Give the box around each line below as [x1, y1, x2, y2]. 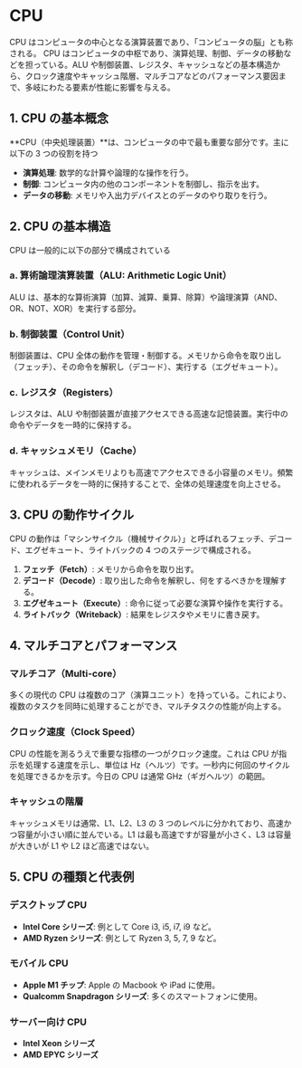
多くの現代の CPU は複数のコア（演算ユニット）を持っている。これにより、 [9, 690, 291, 701]
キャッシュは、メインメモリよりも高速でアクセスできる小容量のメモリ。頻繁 [9, 467, 294, 478]
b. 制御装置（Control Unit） [9, 328, 130, 340]
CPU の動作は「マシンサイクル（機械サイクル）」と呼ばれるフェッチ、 [9, 533, 269, 544]
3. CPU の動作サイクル [9, 508, 134, 523]
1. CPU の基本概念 [9, 110, 109, 127]
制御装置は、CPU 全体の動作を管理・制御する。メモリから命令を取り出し [9, 350, 282, 361]
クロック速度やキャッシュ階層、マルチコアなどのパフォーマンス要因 [24, 70, 278, 81]
